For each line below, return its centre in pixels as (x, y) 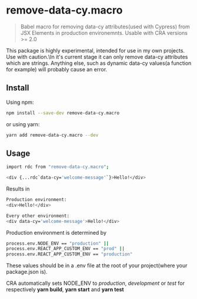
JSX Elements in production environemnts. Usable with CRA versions (104, 32)
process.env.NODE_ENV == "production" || (58, 243)
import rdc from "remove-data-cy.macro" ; (58, 167)
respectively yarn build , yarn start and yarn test (65, 290)
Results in (18, 189)
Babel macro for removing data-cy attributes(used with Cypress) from (105, 27)
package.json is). (27, 272)
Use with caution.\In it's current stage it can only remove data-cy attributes (97, 57)
